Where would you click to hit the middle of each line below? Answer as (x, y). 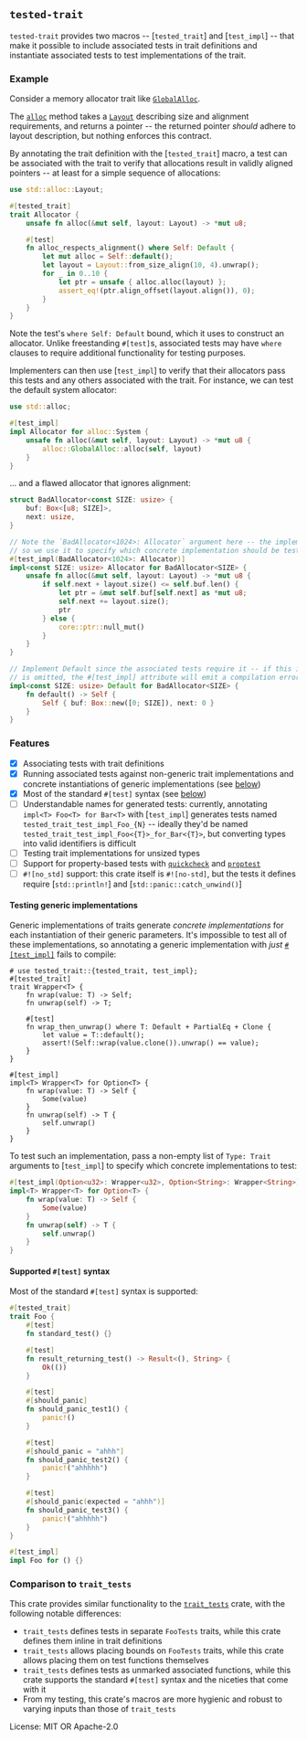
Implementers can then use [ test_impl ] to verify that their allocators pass (148, 371)
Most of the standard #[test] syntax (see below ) (115, 793)
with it (34, 1690)
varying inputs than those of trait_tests (99, 1709)
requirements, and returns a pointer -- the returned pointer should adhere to (153, 126)
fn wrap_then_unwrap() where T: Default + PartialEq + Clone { (149, 1027)
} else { (59, 618)
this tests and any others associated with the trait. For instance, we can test (152, 380)
